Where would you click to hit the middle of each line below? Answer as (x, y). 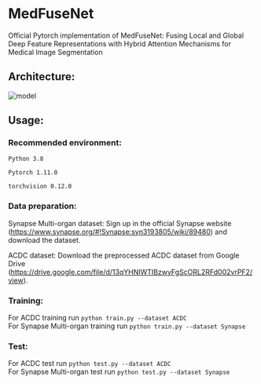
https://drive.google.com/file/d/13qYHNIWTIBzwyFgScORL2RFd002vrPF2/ (132, 272)
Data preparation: (42, 207)
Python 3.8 (26, 159)
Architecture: (42, 77)
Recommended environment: (65, 143)
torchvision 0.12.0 (40, 187)
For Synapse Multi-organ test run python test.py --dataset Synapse (119, 372)
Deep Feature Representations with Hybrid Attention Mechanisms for (120, 43)
